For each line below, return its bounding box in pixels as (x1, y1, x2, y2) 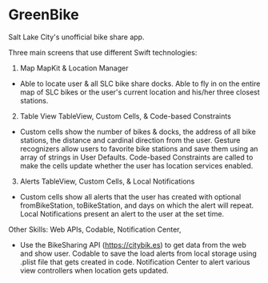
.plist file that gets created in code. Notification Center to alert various (19, 257, 250, 266)
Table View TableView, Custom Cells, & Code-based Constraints (19, 111, 232, 121)
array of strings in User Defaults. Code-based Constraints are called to (19, 152, 254, 162)
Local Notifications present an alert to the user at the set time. (19, 208, 225, 218)
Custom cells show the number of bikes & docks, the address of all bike (19, 127, 256, 136)
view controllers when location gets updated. (19, 265, 170, 275)
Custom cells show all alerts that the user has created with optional (19, 192, 242, 201)
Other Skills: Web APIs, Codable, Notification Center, (8, 224, 182, 234)
